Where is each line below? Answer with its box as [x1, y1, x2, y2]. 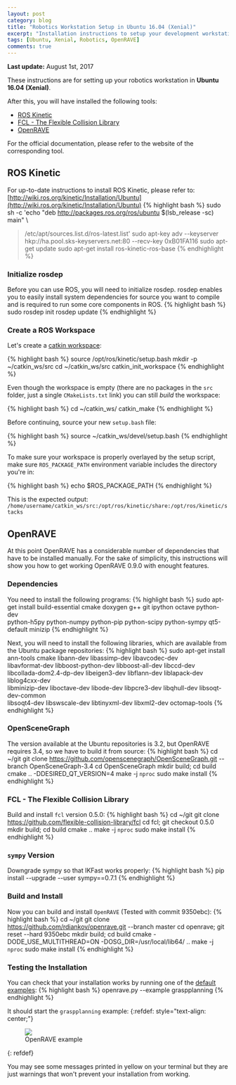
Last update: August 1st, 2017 [7, 63, 94, 70]
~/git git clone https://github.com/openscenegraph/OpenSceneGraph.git [7, 754, 218, 763]
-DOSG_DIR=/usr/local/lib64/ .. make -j [100, 937, 214, 946]
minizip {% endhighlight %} [29, 625, 109, 633]
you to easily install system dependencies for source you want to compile [7, 293, 220, 301]
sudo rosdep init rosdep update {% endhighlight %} [7, 307, 157, 317]
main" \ [7, 215, 29, 224]
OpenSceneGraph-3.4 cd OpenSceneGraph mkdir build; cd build [29, 761, 216, 770]
